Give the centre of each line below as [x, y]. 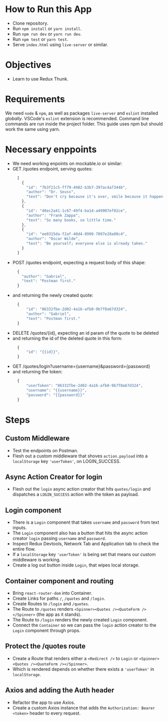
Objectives [28, 65]
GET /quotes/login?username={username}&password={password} [81, 366]
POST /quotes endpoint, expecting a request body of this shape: [79, 262]
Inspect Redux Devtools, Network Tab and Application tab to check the [86, 544]
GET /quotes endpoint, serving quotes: [52, 169]
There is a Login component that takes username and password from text [86, 522]
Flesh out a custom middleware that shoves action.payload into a [80, 456]
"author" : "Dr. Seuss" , [51, 192]
